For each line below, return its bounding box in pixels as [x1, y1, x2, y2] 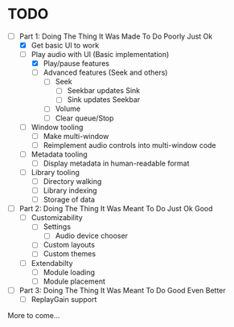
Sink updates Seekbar [67, 95, 141, 104]
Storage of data [43, 194, 96, 205]
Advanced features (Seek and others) [43, 67, 168, 77]
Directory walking [43, 176, 102, 186]
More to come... [7, 310, 60, 320]
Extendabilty [31, 258, 73, 268]
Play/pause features [43, 59, 110, 68]
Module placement [43, 276, 106, 286]
